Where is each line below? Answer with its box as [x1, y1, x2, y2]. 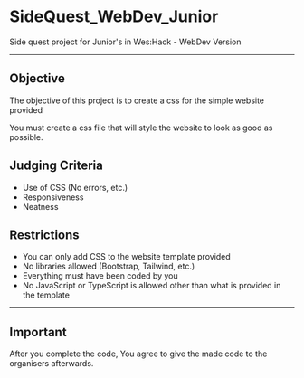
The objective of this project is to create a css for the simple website [9, 95, 265, 106]
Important [9, 324, 67, 340]
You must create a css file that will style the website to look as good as [9, 122, 273, 133]
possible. [9, 131, 43, 142]
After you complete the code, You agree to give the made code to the [9, 348, 268, 359]
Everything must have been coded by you [22, 270, 178, 281]
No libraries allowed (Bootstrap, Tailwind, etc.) [22, 260, 195, 272]
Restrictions [9, 227, 80, 242]
